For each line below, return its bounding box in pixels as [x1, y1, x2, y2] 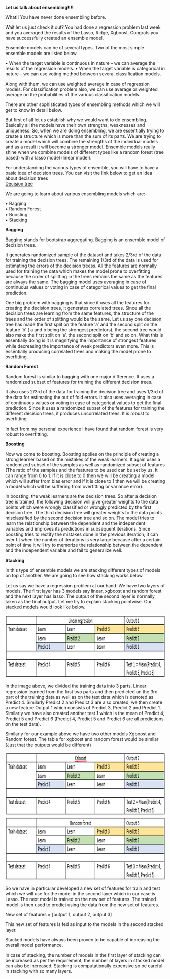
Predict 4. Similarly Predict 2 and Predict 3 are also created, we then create [5, 699, 162, 705]
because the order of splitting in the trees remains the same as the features [5, 274, 163, 279]
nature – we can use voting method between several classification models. [5, 71, 161, 77]
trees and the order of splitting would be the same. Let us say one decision [5, 316, 162, 322]
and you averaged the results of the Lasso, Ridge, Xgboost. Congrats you [5, 30, 159, 35]
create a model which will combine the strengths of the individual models [5, 139, 158, 144]
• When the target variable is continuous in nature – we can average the [5, 60, 156, 66]
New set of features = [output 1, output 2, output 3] [5, 912, 112, 917]
